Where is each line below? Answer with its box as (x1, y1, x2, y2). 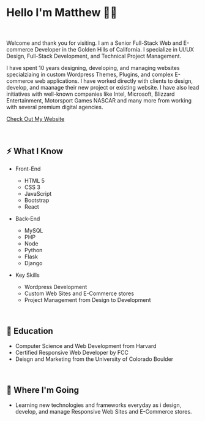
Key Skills (15, 271, 40, 279)
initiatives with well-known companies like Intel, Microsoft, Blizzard (6, 90, 175, 98)
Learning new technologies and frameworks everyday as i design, (15, 401, 182, 409)
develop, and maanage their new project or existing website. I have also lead (6, 84, 199, 91)
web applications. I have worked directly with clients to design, (34, 77, 193, 85)
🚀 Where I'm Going (6, 385, 80, 395)
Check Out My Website (6, 115, 65, 123)
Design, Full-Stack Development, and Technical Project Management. (6, 52, 182, 60)
